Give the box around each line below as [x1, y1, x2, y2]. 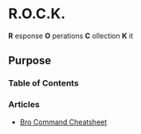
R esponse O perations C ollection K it [8, 31, 134, 40]
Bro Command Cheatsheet [19, 117, 108, 127]
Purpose [8, 54, 52, 67]
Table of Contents [8, 78, 80, 89]
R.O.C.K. [8, 5, 66, 23]
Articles [8, 99, 40, 110]
